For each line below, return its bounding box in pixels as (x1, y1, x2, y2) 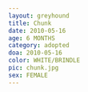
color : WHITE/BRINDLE (8, 57, 81, 65)
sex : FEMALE (8, 71, 48, 79)
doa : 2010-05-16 (8, 49, 62, 57)
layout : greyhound (8, 11, 70, 20)
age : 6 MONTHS (8, 34, 56, 42)
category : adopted (8, 42, 70, 50)
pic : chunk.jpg (8, 64, 59, 72)
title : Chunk (8, 19, 52, 27)
